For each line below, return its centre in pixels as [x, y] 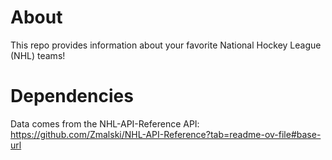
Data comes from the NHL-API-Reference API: [105, 123]
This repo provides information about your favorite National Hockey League [166, 45]
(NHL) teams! [38, 55]
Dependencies [72, 96]
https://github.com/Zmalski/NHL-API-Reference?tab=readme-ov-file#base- [166, 134]
